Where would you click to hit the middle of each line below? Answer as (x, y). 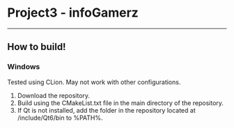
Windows (24, 67)
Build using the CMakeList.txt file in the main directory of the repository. (120, 103)
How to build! (37, 47)
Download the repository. (54, 95)
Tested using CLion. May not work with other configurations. (94, 82)
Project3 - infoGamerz (73, 13)
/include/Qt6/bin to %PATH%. (60, 118)
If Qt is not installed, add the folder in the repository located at (107, 110)
